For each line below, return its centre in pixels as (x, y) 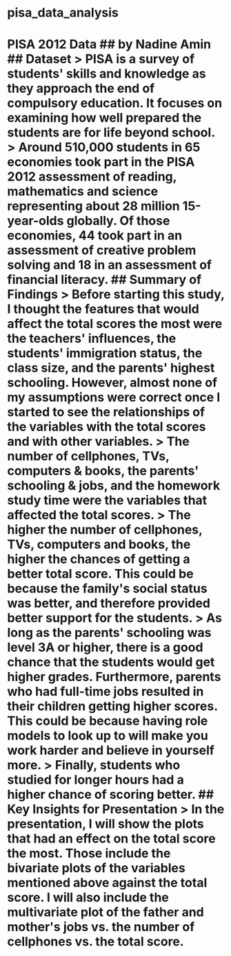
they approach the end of (81, 89)
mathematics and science (83, 191)
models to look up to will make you (108, 736)
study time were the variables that (107, 500)
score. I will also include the (88, 898)
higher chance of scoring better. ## (111, 795)
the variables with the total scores (107, 427)
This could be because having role (108, 721)
